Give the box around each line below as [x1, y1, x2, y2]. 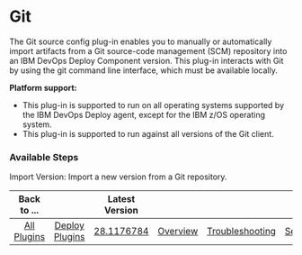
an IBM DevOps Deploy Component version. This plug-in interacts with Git [9, 55, 284, 66]
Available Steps [9, 150, 79, 163]
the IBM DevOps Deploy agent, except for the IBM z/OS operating [22, 109, 266, 120]
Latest [107, 193, 136, 205]
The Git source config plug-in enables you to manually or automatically [9, 36, 272, 47]
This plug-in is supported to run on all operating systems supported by [22, 99, 285, 110]
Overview [156, 225, 199, 238]
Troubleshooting [206, 225, 277, 238]
